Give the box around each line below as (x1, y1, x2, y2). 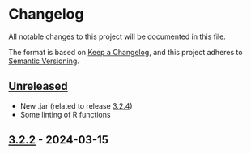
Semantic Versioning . (8, 56, 79, 66)
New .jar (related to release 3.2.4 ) (19, 101, 133, 110)
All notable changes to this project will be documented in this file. (8, 32, 227, 41)
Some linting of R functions (19, 109, 111, 119)
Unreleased (8, 79, 69, 93)
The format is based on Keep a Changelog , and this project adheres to (8, 47, 243, 57)
